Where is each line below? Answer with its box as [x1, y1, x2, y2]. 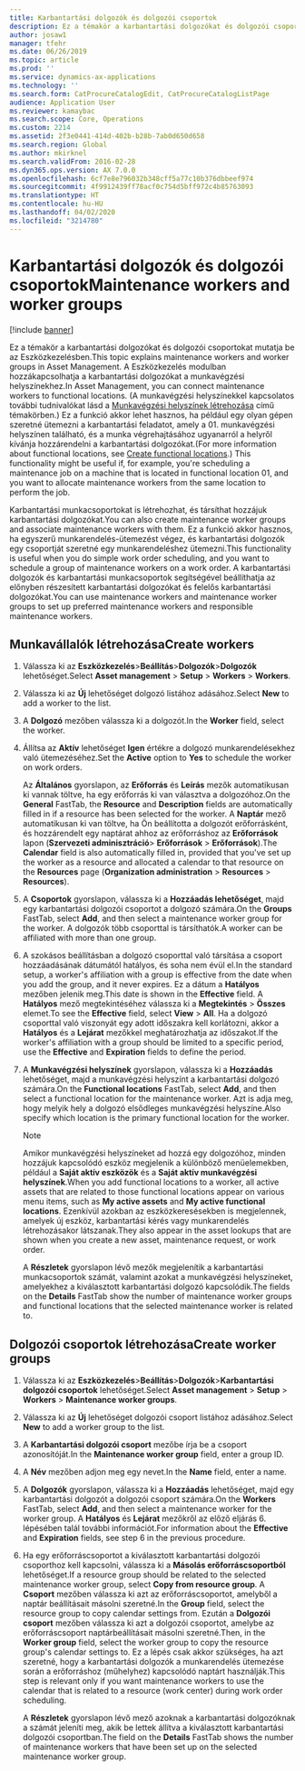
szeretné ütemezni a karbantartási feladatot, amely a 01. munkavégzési [9, 419, 275, 430]
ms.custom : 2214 [9, 124, 71, 133]
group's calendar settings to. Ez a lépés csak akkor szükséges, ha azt [22, 1646, 284, 1657]
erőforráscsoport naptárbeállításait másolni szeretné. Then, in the [22, 1627, 266, 1638]
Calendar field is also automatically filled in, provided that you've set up [22, 847, 291, 858]
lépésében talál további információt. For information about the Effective [22, 1523, 289, 1534]
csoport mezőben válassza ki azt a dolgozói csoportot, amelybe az [22, 1617, 275, 1628]
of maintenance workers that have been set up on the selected [22, 1742, 258, 1753]
